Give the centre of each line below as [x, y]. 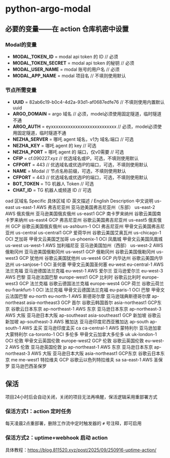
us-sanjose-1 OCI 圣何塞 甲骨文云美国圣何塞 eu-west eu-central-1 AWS [89, 264]
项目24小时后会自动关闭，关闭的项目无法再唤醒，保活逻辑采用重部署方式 [81, 396]
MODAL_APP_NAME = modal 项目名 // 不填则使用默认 [69, 75]
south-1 [13, 328]
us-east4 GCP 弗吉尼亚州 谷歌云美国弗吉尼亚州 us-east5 [88, 220]
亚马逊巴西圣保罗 [29, 366]
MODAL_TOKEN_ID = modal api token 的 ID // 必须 [65, 56]
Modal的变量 [21, 45]
